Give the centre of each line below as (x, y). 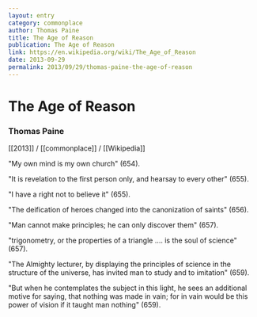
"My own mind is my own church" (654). (74, 164)
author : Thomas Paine (44, 30)
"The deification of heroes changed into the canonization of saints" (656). (128, 210)
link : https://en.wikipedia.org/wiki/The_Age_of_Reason (102, 52)
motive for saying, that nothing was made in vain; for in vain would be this (128, 296)
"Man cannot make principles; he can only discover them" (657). (113, 225)
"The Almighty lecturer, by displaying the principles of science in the (120, 264)
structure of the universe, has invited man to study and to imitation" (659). (129, 273)
